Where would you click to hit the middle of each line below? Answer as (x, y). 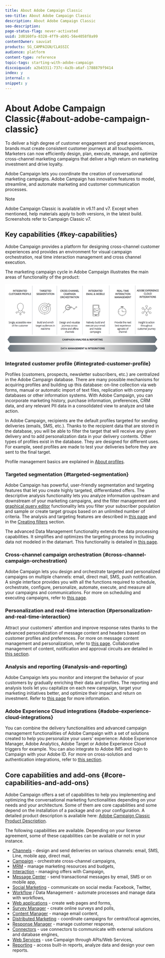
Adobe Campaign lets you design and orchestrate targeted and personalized (83, 572)
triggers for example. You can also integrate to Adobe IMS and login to (76, 749)
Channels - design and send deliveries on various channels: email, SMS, (85, 851)
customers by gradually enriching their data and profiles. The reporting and (82, 683)
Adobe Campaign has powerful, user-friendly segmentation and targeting (80, 485)
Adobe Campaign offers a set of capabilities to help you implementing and (81, 795)
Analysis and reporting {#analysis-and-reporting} (66, 667)
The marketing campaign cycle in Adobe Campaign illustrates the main (77, 272)
